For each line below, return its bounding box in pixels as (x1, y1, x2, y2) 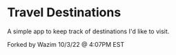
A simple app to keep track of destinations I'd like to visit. (7, 27, 170, 35)
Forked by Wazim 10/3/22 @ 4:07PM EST (7, 40, 125, 48)
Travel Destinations (7, 5, 121, 20)
